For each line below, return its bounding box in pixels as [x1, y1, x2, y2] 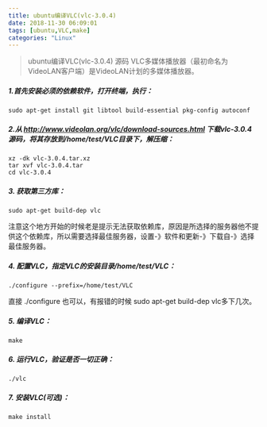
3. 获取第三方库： [8, 186, 66, 195]
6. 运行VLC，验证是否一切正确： [8, 354, 114, 364]
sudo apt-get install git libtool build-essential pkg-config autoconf [8, 106, 250, 115]
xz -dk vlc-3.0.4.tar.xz [8, 155, 91, 163]
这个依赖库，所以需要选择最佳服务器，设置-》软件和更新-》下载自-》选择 [14, 232, 255, 241]
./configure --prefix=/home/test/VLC [8, 282, 133, 290]
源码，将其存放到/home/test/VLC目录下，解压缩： [8, 134, 175, 144]
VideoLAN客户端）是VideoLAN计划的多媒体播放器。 [27, 67, 199, 76]
